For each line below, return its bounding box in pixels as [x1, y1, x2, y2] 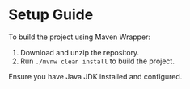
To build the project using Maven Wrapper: [8, 32, 151, 42]
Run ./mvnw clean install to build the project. [19, 56, 175, 66]
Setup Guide [8, 6, 94, 24]
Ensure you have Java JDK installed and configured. [8, 71, 183, 81]
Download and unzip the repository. [19, 47, 140, 57]
